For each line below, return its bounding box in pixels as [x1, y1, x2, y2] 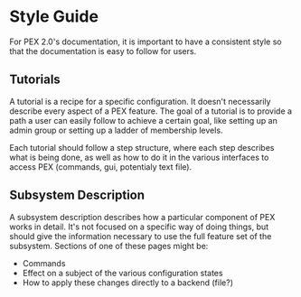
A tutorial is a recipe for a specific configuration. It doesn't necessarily [9, 96, 271, 107]
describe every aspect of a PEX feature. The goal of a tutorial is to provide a [9, 106, 292, 116]
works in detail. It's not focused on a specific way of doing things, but [9, 221, 269, 232]
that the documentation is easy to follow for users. [9, 45, 197, 56]
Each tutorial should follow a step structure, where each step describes [9, 142, 275, 153]
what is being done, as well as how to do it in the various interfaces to [9, 152, 269, 162]
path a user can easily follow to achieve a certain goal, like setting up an [9, 115, 277, 125]
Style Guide [9, 6, 99, 27]
